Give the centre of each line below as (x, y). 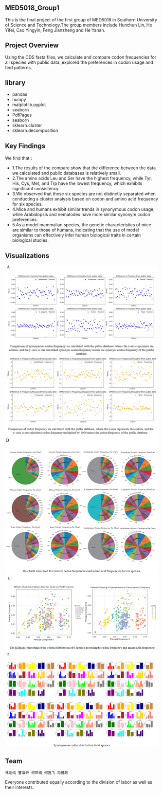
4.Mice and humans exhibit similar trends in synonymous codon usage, (83, 209)
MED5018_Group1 (32, 8)
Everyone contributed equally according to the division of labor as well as (79, 782)
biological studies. (30, 240)
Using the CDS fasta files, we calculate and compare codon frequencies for (81, 57)
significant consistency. (36, 189)
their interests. (19, 787)
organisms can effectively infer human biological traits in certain (76, 235)
